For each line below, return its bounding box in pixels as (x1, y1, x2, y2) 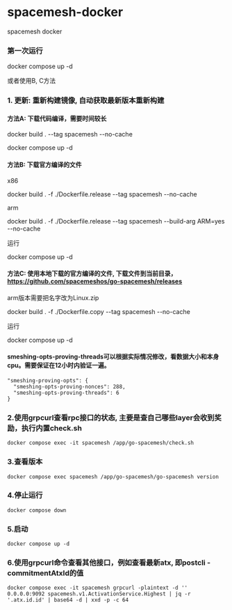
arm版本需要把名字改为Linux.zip (7, 293, 99, 302)
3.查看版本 (7, 457, 43, 467)
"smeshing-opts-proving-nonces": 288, (13, 383, 126, 390)
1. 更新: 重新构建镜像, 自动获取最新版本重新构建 (7, 95, 165, 105)
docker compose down (7, 506, 67, 514)
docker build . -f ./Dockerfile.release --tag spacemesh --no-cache (7, 189, 197, 198)
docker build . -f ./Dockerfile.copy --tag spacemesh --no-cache (7, 307, 191, 315)
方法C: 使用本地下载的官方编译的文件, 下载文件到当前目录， (7, 269, 177, 278)
